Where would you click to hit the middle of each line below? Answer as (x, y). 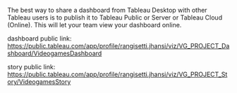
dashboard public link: (39, 38)
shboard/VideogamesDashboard (55, 53)
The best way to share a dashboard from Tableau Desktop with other (107, 10)
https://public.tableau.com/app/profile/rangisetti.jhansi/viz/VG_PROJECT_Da (119, 46)
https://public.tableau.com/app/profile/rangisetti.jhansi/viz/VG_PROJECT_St (117, 74)
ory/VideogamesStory (39, 82)
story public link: (31, 67)
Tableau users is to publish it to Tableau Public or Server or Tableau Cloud (115, 17)
